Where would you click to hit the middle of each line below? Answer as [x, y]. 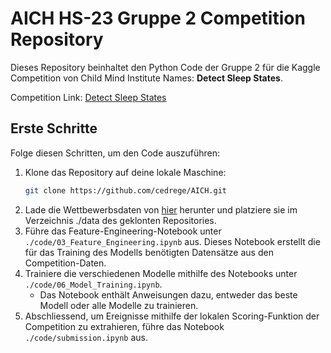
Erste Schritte [54, 128]
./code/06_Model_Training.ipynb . [93, 284]
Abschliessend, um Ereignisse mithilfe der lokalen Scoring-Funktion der [172, 316]
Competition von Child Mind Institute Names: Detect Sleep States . [146, 78]
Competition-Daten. [65, 263]
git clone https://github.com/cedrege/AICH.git [125, 190]
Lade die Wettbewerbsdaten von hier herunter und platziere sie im [161, 209]
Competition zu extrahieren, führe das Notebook [124, 326]
